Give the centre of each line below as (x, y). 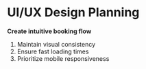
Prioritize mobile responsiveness (63, 58)
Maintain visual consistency (56, 44)
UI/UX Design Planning (73, 13)
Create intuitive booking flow (49, 31)
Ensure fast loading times (53, 51)
